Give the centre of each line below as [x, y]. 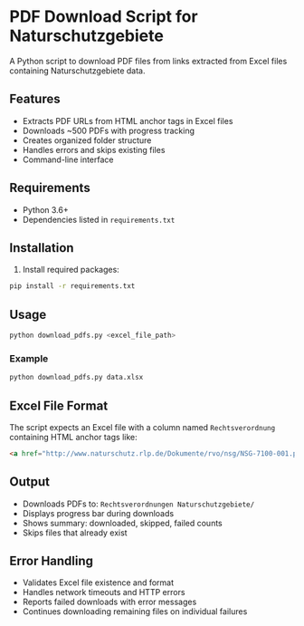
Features [35, 99]
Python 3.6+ [46, 209]
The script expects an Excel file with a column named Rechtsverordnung [142, 427]
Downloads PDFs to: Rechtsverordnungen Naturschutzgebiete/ [138, 504]
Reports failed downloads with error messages [109, 602]
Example [29, 358]
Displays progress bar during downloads [98, 513]
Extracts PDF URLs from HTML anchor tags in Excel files [128, 120]
